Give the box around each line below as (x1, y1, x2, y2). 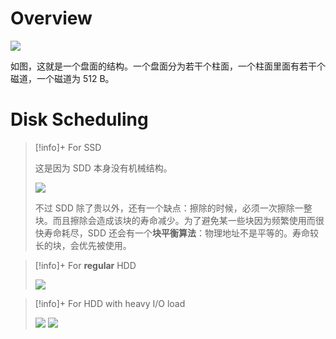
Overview (10, 7, 93, 30)
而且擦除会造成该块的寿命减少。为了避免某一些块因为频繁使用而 (52, 214, 316, 226)
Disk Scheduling (10, 108, 149, 131)
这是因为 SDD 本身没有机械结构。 (34, 162, 173, 174)
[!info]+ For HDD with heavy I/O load (34, 297, 186, 309)
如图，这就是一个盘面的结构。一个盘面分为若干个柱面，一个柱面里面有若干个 (10, 60, 326, 72)
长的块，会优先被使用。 (34, 239, 132, 251)
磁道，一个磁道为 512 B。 (10, 72, 115, 84)
